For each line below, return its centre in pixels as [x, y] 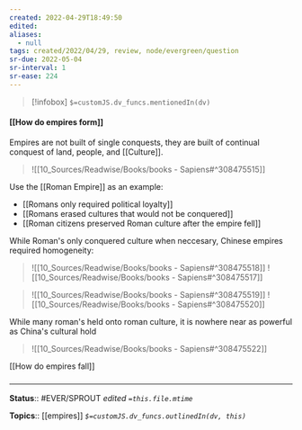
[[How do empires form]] [56, 122]
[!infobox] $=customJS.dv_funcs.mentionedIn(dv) [121, 102]
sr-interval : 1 [38, 68]
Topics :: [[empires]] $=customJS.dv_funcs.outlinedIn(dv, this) [128, 416]
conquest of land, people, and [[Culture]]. [86, 152]
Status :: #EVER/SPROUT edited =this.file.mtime [101, 399]
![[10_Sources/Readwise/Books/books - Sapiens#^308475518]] [148, 267]
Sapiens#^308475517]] [220, 277]
